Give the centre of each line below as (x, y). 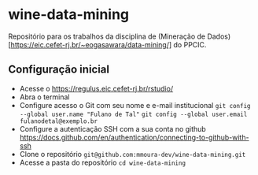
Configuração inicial (59, 70)
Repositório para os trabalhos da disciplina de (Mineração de (107, 36)
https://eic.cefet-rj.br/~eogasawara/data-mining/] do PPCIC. (109, 44)
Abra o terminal (44, 97)
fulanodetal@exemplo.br (59, 121)
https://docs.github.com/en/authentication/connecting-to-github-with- (134, 137)
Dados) (219, 36)
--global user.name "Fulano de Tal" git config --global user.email (133, 114)
